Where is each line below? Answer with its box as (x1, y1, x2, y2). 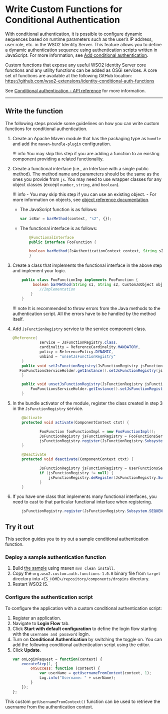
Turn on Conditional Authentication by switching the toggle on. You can (12, 636, 162, 642)
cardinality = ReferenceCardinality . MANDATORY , (39, 345, 140, 350)
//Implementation (39, 286, 76, 292)
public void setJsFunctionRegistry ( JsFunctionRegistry (21, 363, 138, 368)
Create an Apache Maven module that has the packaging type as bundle (12, 135, 161, 141)
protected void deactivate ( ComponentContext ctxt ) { (21, 457, 134, 462)
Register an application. (12, 615, 61, 621)
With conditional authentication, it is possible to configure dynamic (5, 31, 142, 37)
